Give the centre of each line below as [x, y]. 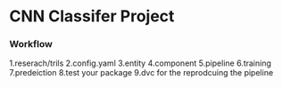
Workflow [31, 44]
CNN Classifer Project [92, 16]
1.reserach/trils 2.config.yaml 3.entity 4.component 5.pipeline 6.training [141, 63]
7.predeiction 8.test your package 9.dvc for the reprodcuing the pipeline [141, 73]
